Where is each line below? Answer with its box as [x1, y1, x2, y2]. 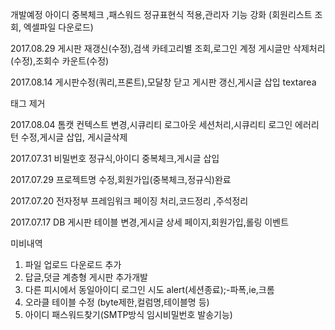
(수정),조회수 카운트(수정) [10, 55, 110, 67]
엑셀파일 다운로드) [23, 21, 94, 33]
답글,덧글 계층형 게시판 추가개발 [24, 271, 148, 283]
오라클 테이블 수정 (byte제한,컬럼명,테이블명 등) [24, 296, 210, 308]
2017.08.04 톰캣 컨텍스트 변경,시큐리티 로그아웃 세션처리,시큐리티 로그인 [10, 119, 293, 130]
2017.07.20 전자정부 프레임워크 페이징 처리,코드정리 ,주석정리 [10, 195, 249, 207]
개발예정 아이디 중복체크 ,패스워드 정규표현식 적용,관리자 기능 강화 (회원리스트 [10, 9, 313, 20]
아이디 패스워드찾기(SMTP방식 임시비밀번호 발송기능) [24, 309, 233, 320]
